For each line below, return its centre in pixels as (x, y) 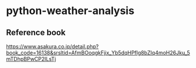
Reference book (36, 33)
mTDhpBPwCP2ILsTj (31, 59)
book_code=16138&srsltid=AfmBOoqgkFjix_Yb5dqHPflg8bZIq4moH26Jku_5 (98, 53)
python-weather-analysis (70, 11)
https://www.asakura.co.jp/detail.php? (52, 46)
